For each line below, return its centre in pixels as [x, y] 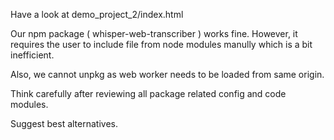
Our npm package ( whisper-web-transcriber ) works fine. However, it [154, 33]
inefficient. [32, 55]
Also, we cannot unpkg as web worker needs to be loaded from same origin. [167, 74]
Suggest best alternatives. [64, 123]
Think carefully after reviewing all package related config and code [148, 93]
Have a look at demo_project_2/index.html [97, 14]
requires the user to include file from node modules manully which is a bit [161, 44]
